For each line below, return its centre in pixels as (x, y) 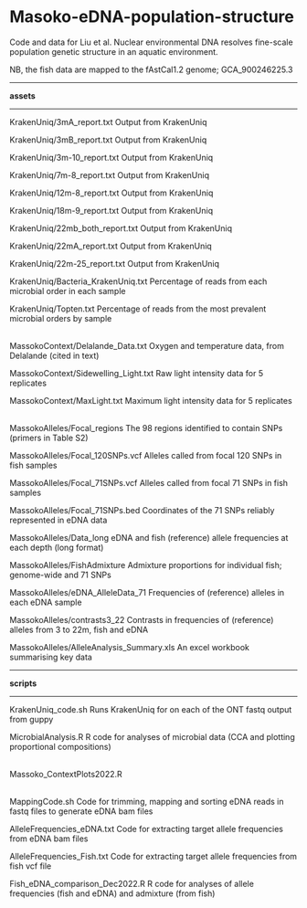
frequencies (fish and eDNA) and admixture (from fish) (112, 893)
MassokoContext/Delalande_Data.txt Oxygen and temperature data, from (147, 345)
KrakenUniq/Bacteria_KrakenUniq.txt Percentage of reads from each (138, 281)
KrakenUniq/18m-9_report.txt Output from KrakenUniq (111, 210)
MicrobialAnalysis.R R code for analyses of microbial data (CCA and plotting (152, 736)
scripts (23, 683)
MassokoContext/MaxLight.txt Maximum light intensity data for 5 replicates (151, 400)
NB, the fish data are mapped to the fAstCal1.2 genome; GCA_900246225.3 (151, 69)
